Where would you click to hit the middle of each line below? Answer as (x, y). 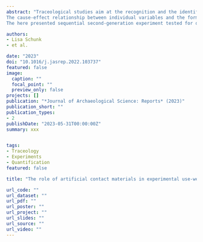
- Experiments (24, 157)
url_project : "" (27, 212)
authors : (17, 34)
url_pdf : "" (21, 201)
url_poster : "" (25, 207)
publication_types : (31, 113)
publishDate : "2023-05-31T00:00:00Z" (54, 124)
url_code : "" (23, 190)
